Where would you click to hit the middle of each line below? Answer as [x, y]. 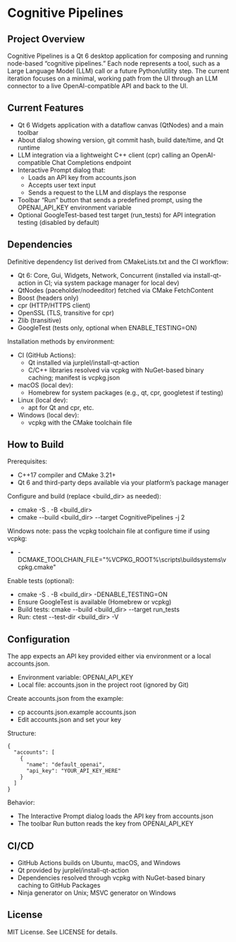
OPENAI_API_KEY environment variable [74, 207]
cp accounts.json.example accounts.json [77, 712]
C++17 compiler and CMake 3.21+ [67, 475]
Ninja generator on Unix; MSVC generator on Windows [97, 893]
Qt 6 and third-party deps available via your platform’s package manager [123, 483]
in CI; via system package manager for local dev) [108, 283]
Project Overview [46, 39]
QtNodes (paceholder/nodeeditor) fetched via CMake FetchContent [115, 290]
